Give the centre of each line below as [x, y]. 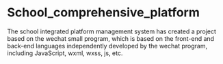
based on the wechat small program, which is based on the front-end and [110, 38]
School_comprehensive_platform [104, 13]
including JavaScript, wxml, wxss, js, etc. [65, 53]
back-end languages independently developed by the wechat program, [107, 46]
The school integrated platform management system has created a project [112, 31]
